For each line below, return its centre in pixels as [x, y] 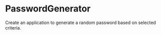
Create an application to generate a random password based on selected [81, 22]
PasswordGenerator [48, 9]
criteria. [13, 27]
